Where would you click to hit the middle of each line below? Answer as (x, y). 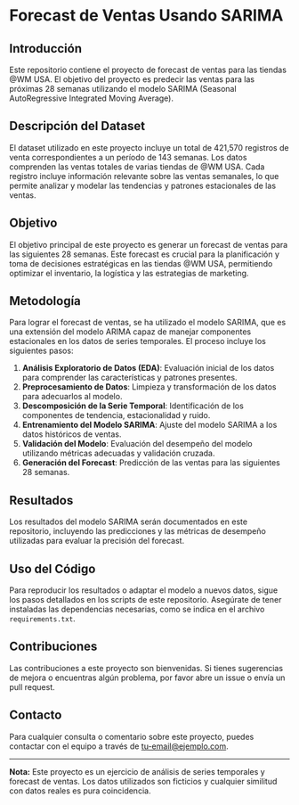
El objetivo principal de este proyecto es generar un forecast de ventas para (149, 244)
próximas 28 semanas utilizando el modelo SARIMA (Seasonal (123, 89)
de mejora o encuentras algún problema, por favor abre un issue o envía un (147, 678)
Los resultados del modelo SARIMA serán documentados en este (128, 522)
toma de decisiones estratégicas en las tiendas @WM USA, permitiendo (141, 263)
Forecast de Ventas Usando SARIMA (146, 16)
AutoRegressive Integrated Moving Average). (92, 98)
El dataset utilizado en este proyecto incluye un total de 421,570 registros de (149, 147)
